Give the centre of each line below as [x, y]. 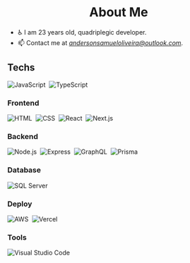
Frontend [23, 103]
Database [24, 170]
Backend [23, 136]
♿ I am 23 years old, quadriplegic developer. [82, 32]
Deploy [20, 204]
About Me [119, 12]
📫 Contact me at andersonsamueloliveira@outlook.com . [100, 42]
